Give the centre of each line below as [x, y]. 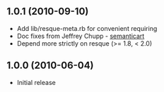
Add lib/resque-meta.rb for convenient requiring [87, 28]
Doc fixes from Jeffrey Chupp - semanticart [81, 36]
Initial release [36, 82]
